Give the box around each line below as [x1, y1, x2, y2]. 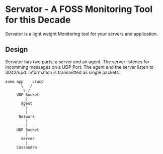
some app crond [5, 79, 44, 84]
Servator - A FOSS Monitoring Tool [5, 4, 153, 15]
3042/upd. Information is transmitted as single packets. [5, 69, 120, 75]
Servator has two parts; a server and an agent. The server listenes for [5, 59, 150, 65]
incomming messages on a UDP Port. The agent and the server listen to [5, 64, 154, 70]
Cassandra [16, 144, 37, 150]
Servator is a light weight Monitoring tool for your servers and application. [5, 31, 158, 37]
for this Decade [5, 14, 71, 26]
